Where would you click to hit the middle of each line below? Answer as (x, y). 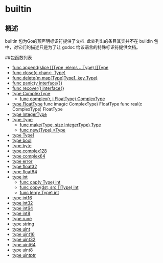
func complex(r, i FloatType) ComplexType (62, 99)
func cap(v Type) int (40, 182)
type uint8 (23, 250)
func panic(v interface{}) (37, 83)
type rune (22, 219)
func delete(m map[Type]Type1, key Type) (55, 78)
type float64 (25, 172)
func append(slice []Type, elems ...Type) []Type (60, 67)
